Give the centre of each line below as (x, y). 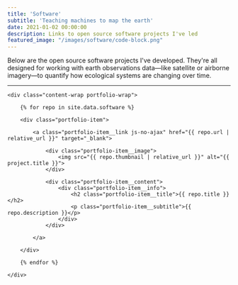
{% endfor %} (39, 263)
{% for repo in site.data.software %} (77, 108)
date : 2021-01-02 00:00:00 (47, 27)
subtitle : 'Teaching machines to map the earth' (80, 21)
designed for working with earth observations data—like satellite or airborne (119, 68)
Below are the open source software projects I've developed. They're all (112, 60)
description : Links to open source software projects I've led (103, 34)
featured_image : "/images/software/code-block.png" (85, 40)
